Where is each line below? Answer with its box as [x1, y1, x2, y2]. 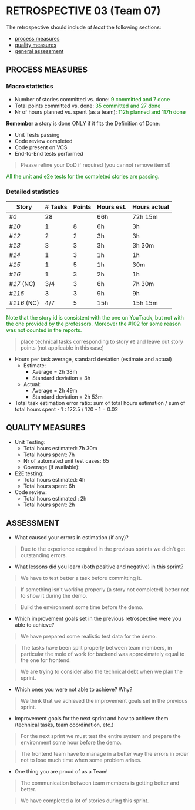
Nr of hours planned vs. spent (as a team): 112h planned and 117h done [14, 108, 186, 116]
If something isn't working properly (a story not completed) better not [20, 585, 189, 593]
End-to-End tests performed [14, 150, 83, 157]
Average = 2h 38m [32, 368, 78, 375]
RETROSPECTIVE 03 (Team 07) [6, 4, 161, 18]
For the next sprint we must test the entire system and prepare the [20, 732, 181, 739]
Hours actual [132, 202, 169, 210]
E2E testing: [14, 470, 44, 477]
